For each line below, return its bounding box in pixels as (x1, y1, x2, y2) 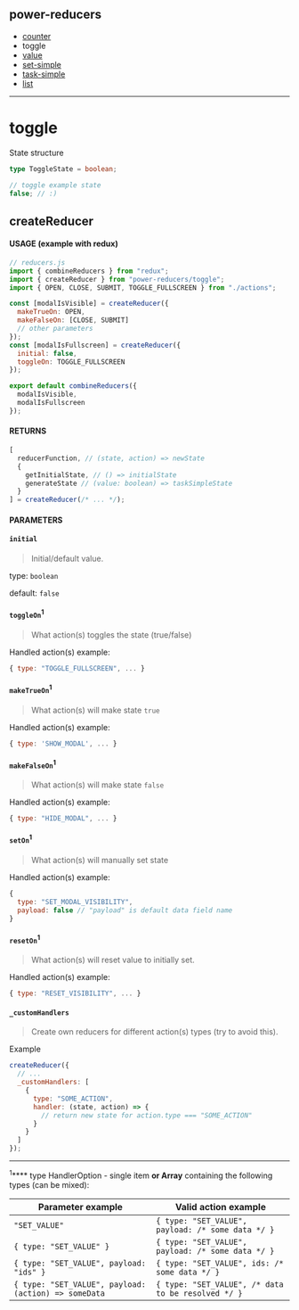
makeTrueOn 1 (9, 683, 53, 695)
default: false (9, 588, 60, 598)
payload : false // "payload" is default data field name (17, 905, 233, 915)
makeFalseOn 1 (9, 758, 56, 770)
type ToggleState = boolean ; (9, 164, 117, 173)
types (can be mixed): (9, 1179, 90, 1190)
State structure (9, 147, 64, 158)
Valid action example (174, 1200, 267, 1213)
